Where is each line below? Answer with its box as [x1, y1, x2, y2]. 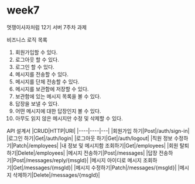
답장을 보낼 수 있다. [15, 100, 59, 107]
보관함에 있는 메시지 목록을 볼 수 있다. [15, 92, 101, 100]
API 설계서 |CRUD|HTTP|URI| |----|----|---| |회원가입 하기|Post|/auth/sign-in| [6, 127, 190, 134]
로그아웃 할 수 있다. [15, 56, 59, 63]
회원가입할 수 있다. [15, 48, 58, 56]
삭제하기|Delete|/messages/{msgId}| [12, 171, 100, 178]
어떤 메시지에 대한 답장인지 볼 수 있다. [15, 107, 101, 115]
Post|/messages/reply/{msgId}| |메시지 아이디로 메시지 [13, 156, 142, 163]
